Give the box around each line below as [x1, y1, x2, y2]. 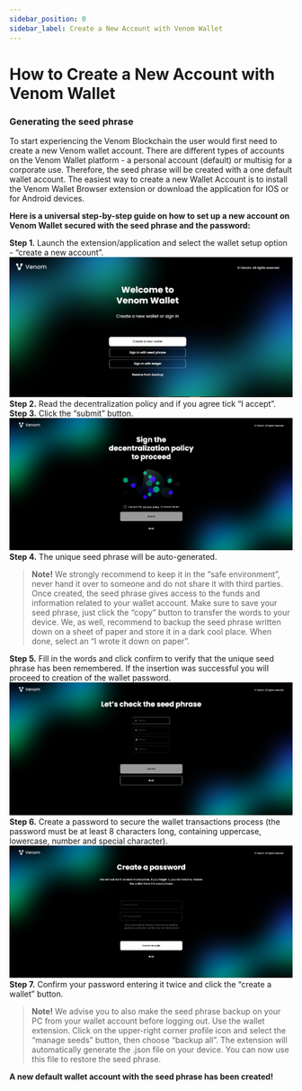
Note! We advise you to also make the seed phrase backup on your [31, 1005, 281, 1016]
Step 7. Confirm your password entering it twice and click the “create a [9, 978, 272, 989]
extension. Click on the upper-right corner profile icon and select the [31, 1024, 286, 1035]
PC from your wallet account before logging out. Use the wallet [31, 1015, 265, 1026]
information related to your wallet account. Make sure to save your [31, 598, 278, 609]
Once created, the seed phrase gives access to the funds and [31, 588, 261, 599]
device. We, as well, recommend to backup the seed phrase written [31, 617, 281, 627]
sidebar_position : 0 [9, 14, 87, 23]
